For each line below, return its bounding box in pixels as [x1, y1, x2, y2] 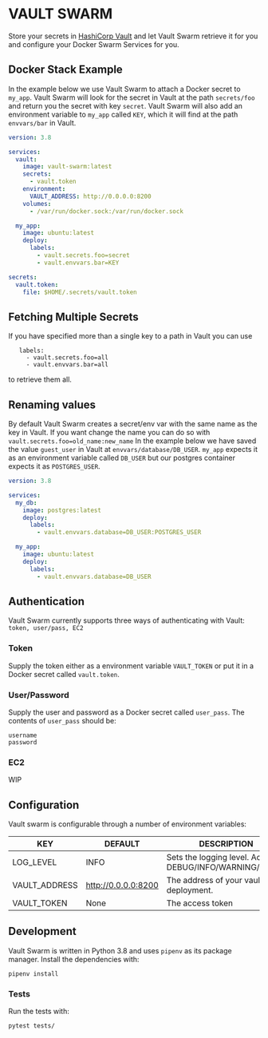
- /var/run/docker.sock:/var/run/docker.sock [29, 207, 183, 216]
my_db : [15, 498, 37, 507]
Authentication [8, 594, 85, 608]
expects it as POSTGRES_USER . [8, 462, 101, 471]
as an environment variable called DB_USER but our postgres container [8, 453, 235, 462]
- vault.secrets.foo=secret [37, 252, 130, 259]
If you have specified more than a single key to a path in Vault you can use [8, 331, 253, 341]
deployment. [166, 885, 214, 896]
